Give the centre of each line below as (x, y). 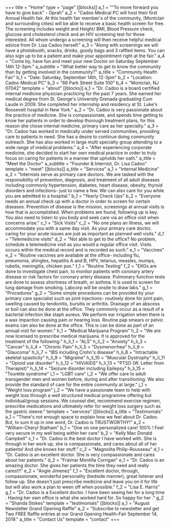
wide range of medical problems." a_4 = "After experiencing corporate (79, 147)
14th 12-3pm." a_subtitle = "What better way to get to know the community (83, 66)
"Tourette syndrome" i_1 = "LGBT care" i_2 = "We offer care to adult (76, 374)
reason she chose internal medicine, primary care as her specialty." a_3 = (82, 126)
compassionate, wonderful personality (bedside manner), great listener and (84, 476)
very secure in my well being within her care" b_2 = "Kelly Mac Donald (79, 433)
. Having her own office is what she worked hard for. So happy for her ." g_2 (84, 498)
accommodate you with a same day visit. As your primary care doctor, (78, 228)
